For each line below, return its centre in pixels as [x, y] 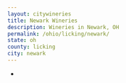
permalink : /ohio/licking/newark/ [59, 34]
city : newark [27, 54]
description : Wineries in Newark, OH [63, 27]
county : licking [31, 47]
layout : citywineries [40, 14]
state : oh [22, 40]
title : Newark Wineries [43, 21]
